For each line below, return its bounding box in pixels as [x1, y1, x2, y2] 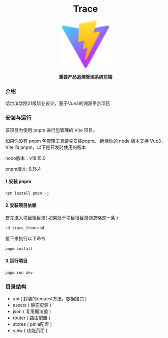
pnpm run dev [5, 270, 33, 275]
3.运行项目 [5, 258, 28, 264]
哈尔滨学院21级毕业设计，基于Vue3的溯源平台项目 [5, 100, 110, 107]
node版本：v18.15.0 [5, 155, 46, 161]
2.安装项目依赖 [5, 202, 37, 209]
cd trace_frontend [5, 225, 44, 230]
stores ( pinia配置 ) [12, 321, 52, 327]
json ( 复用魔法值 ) [12, 308, 51, 314]
